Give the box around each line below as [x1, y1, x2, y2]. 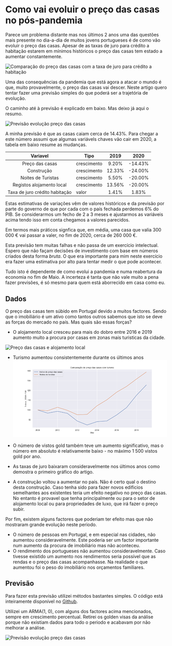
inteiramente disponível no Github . [5, 598, 78, 604]
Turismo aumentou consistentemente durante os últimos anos [12, 354, 144, 361]
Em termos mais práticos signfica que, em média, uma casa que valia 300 [5, 227, 162, 233]
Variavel [30, 153, 49, 159]
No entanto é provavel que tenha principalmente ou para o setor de [12, 495, 156, 501]
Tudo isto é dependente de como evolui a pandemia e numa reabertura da [5, 268, 162, 275]
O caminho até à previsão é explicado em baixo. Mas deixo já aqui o [5, 105, 149, 111]
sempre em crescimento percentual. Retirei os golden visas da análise [5, 614, 154, 620]
